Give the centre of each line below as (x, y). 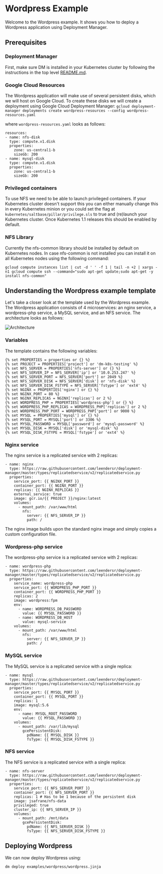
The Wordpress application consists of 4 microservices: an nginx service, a (81, 308)
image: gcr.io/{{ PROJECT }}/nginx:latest (57, 498)
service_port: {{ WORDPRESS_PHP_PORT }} (55, 588)
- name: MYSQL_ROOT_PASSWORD (47, 714)
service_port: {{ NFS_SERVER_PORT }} (52, 788)
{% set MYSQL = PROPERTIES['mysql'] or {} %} (52, 415)
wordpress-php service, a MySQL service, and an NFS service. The (73, 313)
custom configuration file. (31, 534)
